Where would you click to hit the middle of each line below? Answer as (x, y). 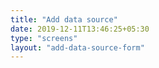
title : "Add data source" (64, 19)
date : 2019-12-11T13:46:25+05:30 (80, 29)
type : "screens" (44, 38)
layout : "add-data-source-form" (77, 47)
